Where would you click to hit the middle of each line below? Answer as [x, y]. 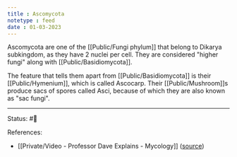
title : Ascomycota [36, 14]
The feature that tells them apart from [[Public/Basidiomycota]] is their [109, 76]
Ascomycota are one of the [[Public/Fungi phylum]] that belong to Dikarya [115, 47]
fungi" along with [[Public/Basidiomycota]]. [70, 62]
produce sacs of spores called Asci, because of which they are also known [116, 91]
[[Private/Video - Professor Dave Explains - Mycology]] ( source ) [111, 146]
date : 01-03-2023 [34, 27]
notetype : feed [31, 21]
